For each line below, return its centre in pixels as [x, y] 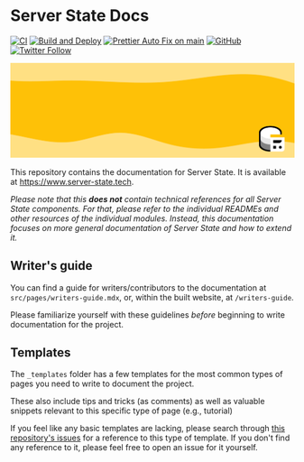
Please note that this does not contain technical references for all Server [146, 199]
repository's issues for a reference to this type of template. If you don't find [150, 438]
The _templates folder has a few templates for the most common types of [147, 374]
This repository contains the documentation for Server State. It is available [148, 171]
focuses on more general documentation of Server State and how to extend [151, 227]
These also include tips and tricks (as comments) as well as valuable [138, 402]
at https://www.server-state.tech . [72, 181]
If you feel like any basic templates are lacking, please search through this [147, 429]
